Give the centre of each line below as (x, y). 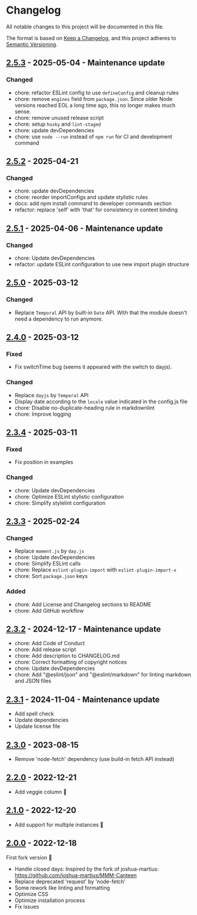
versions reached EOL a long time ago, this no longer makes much (95, 105)
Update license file (37, 726)
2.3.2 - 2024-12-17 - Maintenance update (84, 629)
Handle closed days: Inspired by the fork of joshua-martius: (86, 869)
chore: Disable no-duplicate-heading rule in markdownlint (84, 407)
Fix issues (27, 906)
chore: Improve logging (43, 414)
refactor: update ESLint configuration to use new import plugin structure (102, 264)
